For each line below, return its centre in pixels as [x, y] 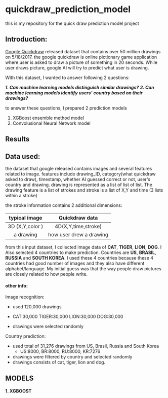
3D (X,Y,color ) [26, 226]
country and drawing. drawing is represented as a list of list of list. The [79, 185]
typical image [25, 218]
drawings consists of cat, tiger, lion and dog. [59, 362]
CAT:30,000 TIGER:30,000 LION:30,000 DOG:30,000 [68, 317]
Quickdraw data [78, 218]
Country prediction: [26, 336]
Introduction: [26, 39]
